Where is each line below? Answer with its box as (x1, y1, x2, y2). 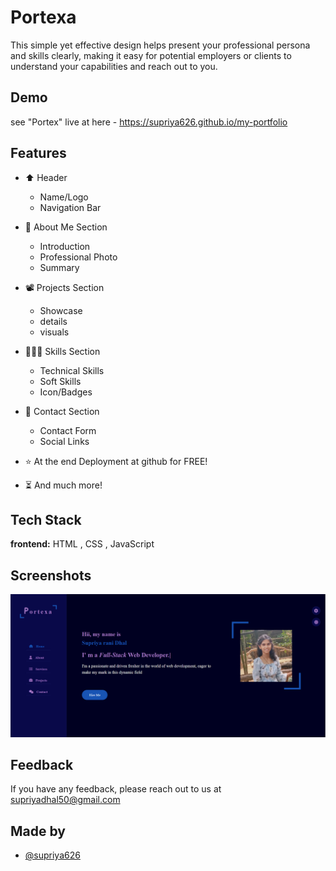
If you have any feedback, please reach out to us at (10, 783, 222, 795)
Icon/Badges (39, 386, 93, 398)
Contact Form (39, 424, 97, 436)
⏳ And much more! (24, 479, 103, 491)
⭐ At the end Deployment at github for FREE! (24, 455, 208, 467)
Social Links (39, 435, 90, 447)
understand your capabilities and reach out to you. (10, 60, 218, 72)
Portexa (10, 6, 77, 29)
